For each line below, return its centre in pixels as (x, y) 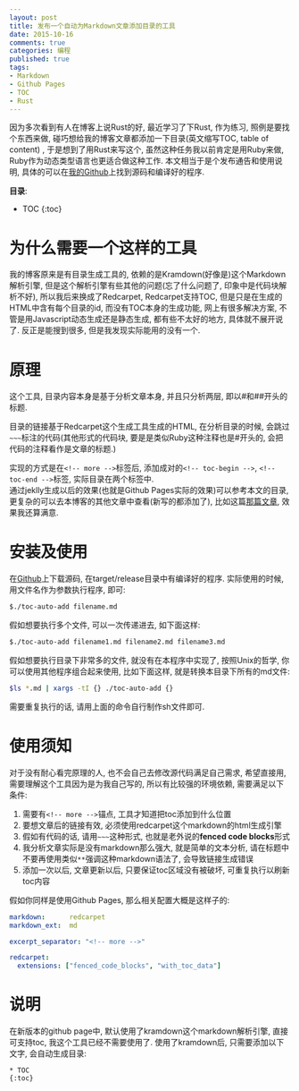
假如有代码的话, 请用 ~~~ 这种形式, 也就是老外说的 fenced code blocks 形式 (156, 836)
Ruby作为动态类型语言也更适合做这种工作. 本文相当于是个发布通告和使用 (142, 161)
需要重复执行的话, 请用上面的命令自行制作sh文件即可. (107, 706)
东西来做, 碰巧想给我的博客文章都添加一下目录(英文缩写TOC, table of (143, 139)
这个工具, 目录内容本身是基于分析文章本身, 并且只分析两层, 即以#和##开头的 (149, 396)
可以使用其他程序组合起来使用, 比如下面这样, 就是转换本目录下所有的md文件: (149, 671)
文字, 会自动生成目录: (48, 1053)
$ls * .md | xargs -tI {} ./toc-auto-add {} (91, 688)
